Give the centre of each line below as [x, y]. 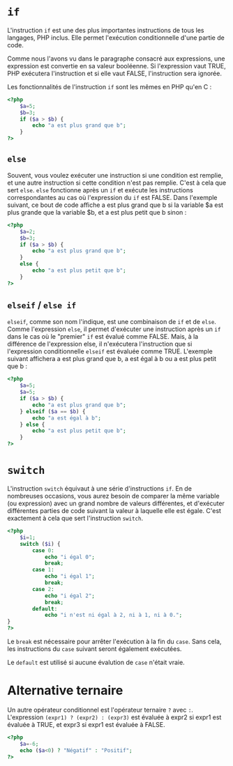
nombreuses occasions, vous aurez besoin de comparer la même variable [113, 496]
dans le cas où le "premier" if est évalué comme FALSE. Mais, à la [103, 337]
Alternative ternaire [65, 690]
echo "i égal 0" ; [70, 557]
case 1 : [43, 570]
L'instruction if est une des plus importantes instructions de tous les [106, 30]
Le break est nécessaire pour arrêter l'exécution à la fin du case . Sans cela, [114, 641]
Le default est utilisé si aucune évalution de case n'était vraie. [96, 662]
